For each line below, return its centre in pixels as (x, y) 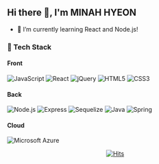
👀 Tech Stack (29, 47)
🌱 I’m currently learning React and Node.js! (77, 29)
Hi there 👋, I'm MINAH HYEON (72, 13)
